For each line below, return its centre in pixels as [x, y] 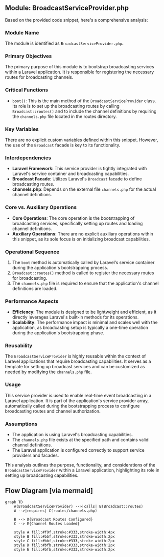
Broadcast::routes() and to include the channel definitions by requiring [84, 111]
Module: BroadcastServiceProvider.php [67, 8]
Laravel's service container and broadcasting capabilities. [70, 174]
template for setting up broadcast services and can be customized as [75, 367]
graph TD [14, 502]
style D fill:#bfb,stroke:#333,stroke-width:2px [64, 545]
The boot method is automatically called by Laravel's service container [83, 262]
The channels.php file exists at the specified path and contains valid [80, 440]
